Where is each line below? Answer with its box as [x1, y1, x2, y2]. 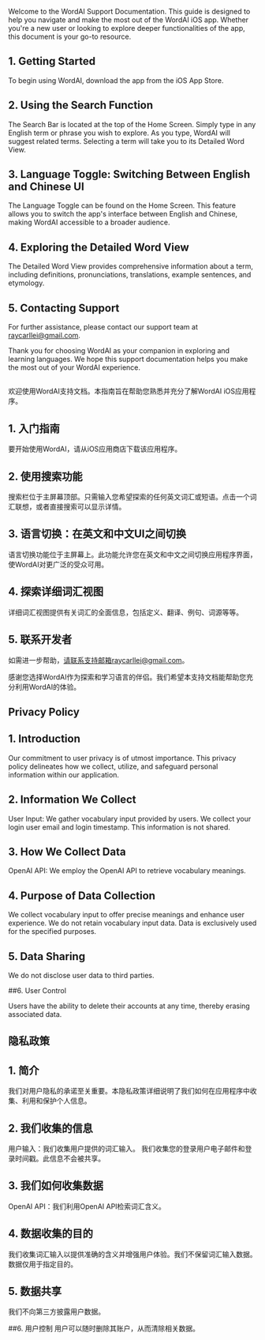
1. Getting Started [8, 55, 96, 68]
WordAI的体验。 [28, 682, 81, 691]
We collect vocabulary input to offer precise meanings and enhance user [8, 910, 245, 920]
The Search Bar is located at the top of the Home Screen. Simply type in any [8, 119, 256, 129]
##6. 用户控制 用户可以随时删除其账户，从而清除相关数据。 [8, 1323, 200, 1334]
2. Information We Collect [8, 793, 136, 807]
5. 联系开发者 [8, 633, 73, 646]
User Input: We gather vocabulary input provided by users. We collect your [8, 814, 252, 823]
